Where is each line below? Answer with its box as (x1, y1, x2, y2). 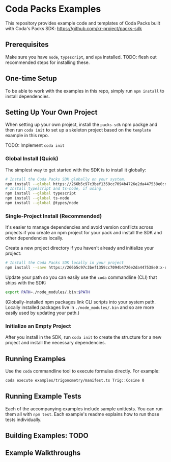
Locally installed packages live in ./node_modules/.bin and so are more (5, 304, 154, 310)
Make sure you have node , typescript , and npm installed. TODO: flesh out (5, 54, 157, 60)
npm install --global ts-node (5, 195, 70, 201)
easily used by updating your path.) (5, 310, 80, 316)
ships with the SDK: (5, 279, 47, 285)
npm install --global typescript (5, 191, 76, 196)
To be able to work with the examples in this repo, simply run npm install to (5, 87, 164, 94)
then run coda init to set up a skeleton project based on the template (5, 127, 151, 133)
